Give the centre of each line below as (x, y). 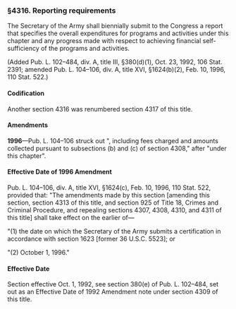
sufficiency (24, 49)
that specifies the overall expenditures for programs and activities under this (118, 33)
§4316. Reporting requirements (62, 11)
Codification (26, 93)
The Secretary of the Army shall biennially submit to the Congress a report (115, 26)
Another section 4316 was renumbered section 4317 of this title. (100, 109)
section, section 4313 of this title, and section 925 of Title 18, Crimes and (113, 202)
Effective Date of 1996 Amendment (60, 172)
